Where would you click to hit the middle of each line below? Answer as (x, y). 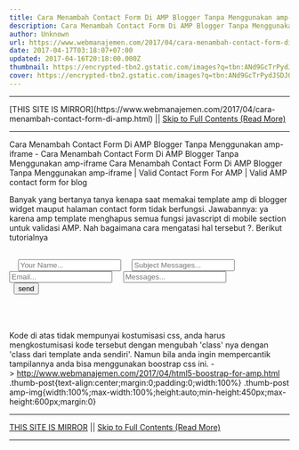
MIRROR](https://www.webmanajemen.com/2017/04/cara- (168, 109)
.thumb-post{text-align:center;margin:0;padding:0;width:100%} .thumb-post (149, 382)
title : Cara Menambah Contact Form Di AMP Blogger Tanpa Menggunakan (141, 17)
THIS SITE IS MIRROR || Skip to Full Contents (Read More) (115, 427)
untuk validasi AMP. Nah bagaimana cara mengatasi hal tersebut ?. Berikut (146, 227)
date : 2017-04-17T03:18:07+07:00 (71, 51)
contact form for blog (48, 182)
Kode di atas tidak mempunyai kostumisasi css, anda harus (117, 335)
